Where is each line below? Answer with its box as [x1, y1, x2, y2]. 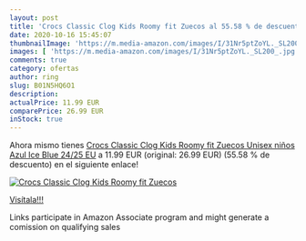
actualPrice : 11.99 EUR [9, 97, 100, 107]
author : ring [9, 73, 59, 82]
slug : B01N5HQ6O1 [9, 81, 76, 90]
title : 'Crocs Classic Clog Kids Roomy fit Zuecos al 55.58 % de [9, 22, 262, 31]
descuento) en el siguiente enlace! [9, 159, 139, 170]
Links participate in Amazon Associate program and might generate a [9, 212, 270, 223]
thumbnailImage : [9, 38, 71, 48]
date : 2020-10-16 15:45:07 [9, 30, 112, 39]
